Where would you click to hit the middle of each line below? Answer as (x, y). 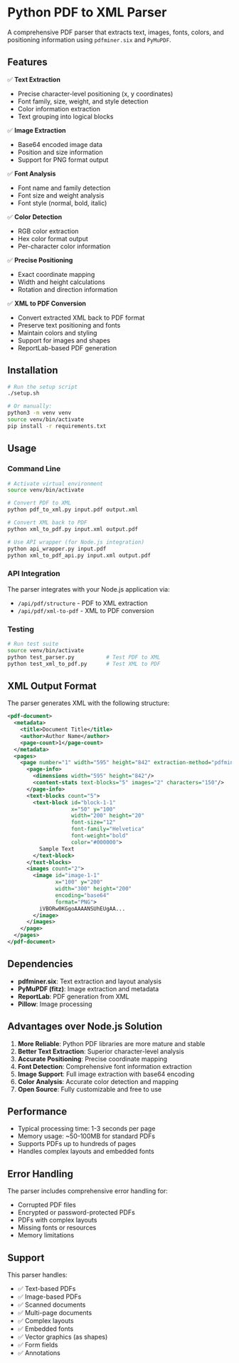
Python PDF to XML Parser (87, 12)
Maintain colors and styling (57, 333)
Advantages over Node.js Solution (85, 1027)
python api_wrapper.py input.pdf (57, 549)
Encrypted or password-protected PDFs (76, 1212)
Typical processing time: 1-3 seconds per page (86, 1129)
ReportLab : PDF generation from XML (73, 996)
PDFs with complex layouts (57, 1220)
